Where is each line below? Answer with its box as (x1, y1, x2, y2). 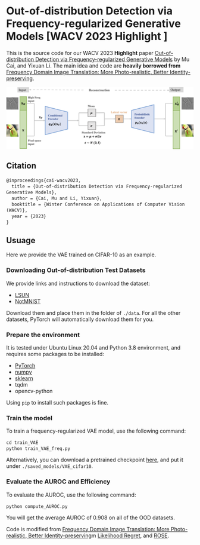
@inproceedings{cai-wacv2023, (6, 177, 82, 183)
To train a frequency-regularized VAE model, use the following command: (6, 427, 186, 434)
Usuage (6, 235, 36, 246)
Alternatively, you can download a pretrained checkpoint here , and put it (6, 456, 183, 464)
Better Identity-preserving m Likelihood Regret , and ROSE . (28, 532, 170, 539)
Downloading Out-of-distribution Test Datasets (6, 266, 146, 274)
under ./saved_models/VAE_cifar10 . (6, 463, 93, 470)
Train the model (6, 414, 52, 422)
